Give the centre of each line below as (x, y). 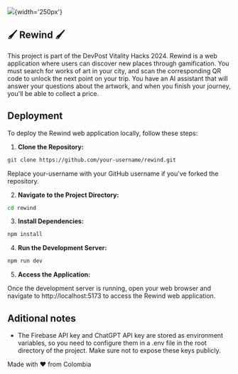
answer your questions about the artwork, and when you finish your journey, (119, 86)
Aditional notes (42, 318)
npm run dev (25, 261)
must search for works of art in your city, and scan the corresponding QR (114, 70)
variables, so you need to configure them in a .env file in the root (112, 343)
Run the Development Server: (62, 248)
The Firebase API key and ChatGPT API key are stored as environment (120, 335)
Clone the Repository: (50, 146)
